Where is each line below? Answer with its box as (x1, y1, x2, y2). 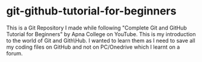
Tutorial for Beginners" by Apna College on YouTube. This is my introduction (6, 30, 197, 37)
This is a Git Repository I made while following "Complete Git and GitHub (6, 24, 187, 31)
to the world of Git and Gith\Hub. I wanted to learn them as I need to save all (6, 37, 195, 44)
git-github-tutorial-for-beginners (6, 4, 177, 18)
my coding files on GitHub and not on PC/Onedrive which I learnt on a (6, 43, 180, 51)
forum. (6, 49, 23, 57)
